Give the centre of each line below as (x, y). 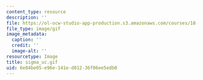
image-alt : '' (29, 51)
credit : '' (25, 46)
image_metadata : (27, 34)
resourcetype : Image (32, 57)
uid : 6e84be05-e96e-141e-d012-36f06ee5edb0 (62, 68)
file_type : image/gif (34, 29)
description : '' (27, 17)
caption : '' (27, 40)
